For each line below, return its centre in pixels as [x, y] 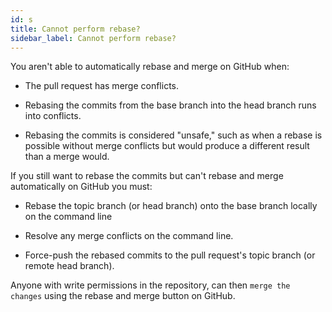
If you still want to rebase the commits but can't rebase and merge [147, 176]
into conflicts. [53, 116]
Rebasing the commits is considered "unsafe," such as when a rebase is [173, 135]
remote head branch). [69, 266]
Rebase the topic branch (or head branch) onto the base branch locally [171, 206]
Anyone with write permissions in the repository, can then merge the [150, 285]
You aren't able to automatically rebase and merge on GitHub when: [150, 67]
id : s [21, 19]
